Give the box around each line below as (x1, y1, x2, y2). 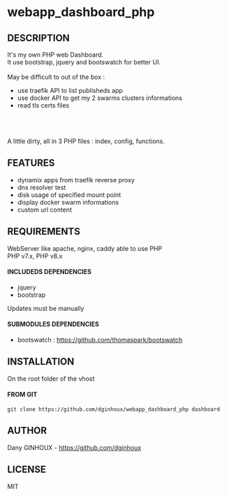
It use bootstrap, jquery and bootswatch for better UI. (7, 58, 161, 66)
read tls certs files (17, 101, 70, 109)
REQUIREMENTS (7, 226, 80, 238)
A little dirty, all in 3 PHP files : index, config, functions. (7, 137, 166, 145)
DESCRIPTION (7, 32, 70, 44)
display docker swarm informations (17, 198, 119, 206)
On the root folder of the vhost (7, 374, 95, 383)
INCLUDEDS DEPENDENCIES (7, 268, 92, 276)
